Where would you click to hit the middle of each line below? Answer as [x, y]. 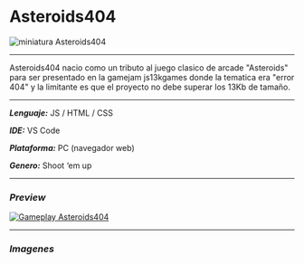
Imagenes [32, 249]
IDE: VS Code [35, 130]
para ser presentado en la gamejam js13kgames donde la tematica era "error [152, 77]
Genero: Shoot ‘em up [51, 165]
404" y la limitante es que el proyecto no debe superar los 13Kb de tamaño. [150, 87]
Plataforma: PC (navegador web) [72, 147]
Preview [28, 197]
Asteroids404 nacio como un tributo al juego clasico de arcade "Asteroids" [149, 67]
